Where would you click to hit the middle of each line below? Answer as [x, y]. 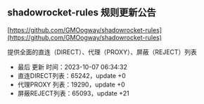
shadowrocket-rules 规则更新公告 [82, 13]
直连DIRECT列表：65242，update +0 [72, 75]
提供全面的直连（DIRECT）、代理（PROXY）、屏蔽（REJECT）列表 [102, 52]
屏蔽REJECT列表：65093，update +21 [73, 93]
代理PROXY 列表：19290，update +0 [71, 84]
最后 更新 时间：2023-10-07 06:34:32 [72, 67]
